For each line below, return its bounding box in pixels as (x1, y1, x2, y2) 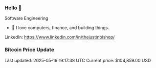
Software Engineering (4, 16, 48, 21)
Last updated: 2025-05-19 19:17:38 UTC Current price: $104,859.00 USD (4, 57, 151, 63)
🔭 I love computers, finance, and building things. (11, 25, 110, 31)
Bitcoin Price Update (4, 46, 54, 53)
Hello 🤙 (4, 4, 22, 11)
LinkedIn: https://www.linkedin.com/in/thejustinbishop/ (4, 34, 115, 40)
